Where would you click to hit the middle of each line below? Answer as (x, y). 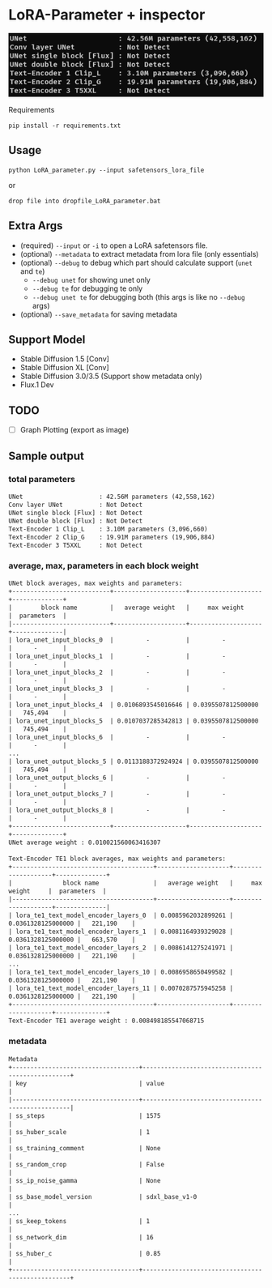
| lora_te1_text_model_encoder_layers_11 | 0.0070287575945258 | (121, 989)
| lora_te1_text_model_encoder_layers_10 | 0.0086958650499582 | (121, 972)
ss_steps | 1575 (88, 1115)
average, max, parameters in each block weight (104, 565)
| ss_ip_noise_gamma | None (85, 1180)
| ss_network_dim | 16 (81, 1237)
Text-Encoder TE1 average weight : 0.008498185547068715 (106, 1021)
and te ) (32, 271)
